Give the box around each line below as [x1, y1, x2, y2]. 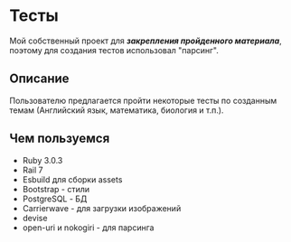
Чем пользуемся [9, 131, 110, 146]
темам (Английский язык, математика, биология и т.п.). [9, 105, 224, 116]
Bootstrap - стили [22, 183, 90, 194]
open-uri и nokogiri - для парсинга [22, 222, 155, 233]
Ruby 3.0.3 [22, 154, 63, 165]
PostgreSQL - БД [22, 193, 88, 204]
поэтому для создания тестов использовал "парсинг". [9, 44, 220, 55]
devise [22, 212, 48, 223]
